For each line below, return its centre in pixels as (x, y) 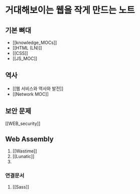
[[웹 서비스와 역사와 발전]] (38, 88)
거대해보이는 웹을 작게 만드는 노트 (70, 10)
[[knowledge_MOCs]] (35, 42)
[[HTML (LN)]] (27, 48)
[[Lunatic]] (23, 156)
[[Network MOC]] (31, 94)
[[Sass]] (21, 187)
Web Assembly (29, 139)
